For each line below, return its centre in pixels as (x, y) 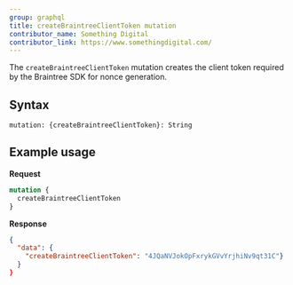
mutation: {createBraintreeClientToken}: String (101, 125)
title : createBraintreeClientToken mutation (93, 26)
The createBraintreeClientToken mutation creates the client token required (146, 67)
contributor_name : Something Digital (79, 34)
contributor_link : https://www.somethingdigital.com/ (111, 42)
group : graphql (37, 17)
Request (25, 173)
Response (28, 224)
